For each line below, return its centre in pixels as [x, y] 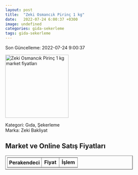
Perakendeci [25, 162]
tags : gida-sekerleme [28, 33]
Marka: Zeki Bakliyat [27, 130]
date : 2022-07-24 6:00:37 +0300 [42, 19]
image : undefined [24, 24]
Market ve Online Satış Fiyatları [56, 146]
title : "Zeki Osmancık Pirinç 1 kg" [45, 15]
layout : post [19, 10]
